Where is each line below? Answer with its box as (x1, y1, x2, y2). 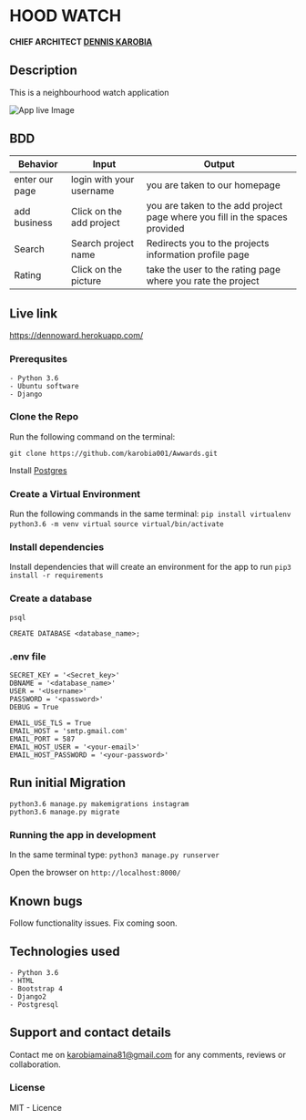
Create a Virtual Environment (9, 487, 141, 500)
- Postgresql (9, 1000, 59, 1009)
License (9, 1082, 46, 1094)
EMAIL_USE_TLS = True (9, 719, 92, 728)
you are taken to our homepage (146, 179, 280, 192)
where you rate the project (146, 275, 260, 287)
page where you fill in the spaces (146, 211, 289, 223)
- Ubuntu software (9, 381, 79, 390)
